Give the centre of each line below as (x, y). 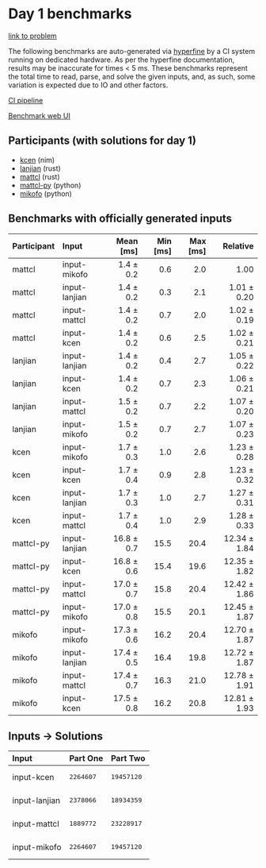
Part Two (128, 758)
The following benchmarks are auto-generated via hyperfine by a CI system (132, 51)
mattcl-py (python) (50, 185)
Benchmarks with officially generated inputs (120, 219)
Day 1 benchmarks (70, 14)
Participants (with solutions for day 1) (102, 141)
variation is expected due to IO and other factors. (88, 85)
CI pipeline (26, 100)
